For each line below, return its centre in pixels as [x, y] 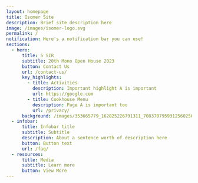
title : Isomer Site [30, 17]
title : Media [38, 160]
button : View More [44, 171]
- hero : [21, 50]
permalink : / [22, 34]
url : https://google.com [63, 94]
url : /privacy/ [51, 110]
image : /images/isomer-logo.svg [46, 28]
